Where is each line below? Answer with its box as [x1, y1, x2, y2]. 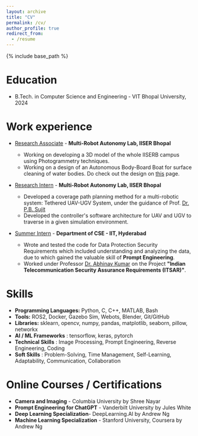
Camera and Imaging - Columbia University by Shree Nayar [14, 397, 161, 405]
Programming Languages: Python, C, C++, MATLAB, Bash [14, 307, 158, 314]
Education [6, 74, 57, 87]
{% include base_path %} [6, 53, 69, 59]
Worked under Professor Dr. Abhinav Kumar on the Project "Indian [23, 260, 186, 267]
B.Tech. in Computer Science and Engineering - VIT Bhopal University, [14, 93, 186, 100]
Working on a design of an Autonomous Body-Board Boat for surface [23, 164, 192, 171]
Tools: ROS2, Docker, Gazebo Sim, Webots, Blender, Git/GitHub [14, 313, 170, 320]
